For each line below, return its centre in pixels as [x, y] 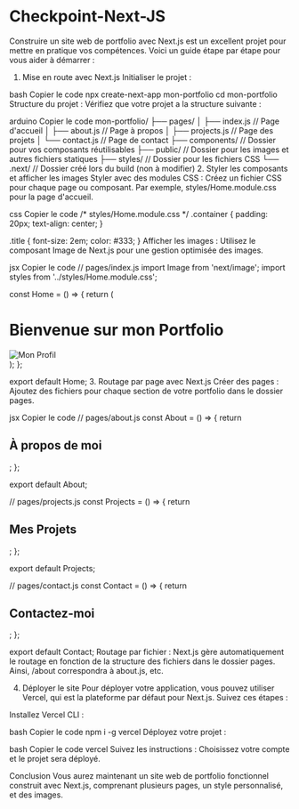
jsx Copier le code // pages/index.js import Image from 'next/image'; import [148, 267]
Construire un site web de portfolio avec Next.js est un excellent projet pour [148, 41]
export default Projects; [53, 568]
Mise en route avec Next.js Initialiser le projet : [107, 77]
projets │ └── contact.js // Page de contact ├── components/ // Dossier [143, 140]
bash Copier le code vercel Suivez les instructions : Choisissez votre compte [149, 749]
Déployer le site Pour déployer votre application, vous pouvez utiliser [148, 688]
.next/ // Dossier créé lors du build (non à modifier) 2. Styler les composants [149, 168]
